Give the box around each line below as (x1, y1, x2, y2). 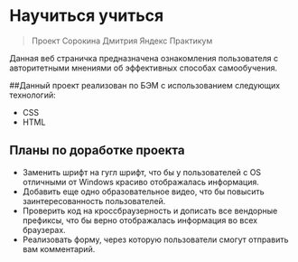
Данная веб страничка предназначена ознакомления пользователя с (9, 52, 278, 63)
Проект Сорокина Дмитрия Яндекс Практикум (31, 35, 213, 46)
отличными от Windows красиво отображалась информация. (22, 176, 259, 187)
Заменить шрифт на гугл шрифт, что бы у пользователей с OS (22, 166, 262, 177)
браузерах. (22, 224, 66, 235)
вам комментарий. (22, 243, 96, 254)
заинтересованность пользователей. (22, 195, 166, 206)
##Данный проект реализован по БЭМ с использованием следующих (9, 80, 281, 90)
